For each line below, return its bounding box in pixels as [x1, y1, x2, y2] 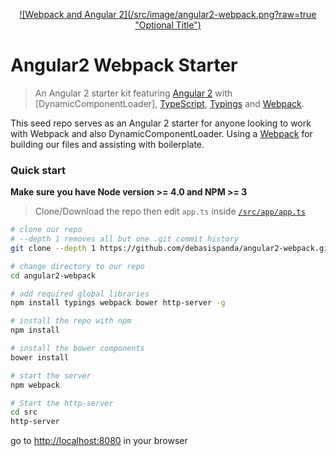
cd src [10, 407, 38, 418]
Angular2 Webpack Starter [10, 54, 238, 77]
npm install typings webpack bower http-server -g [10, 298, 226, 308]
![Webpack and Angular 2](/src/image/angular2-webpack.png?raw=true [19, 9, 317, 20]
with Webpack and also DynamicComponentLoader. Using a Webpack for [10, 127, 313, 139]
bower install [10, 352, 70, 363]
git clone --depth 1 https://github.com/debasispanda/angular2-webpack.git [10, 243, 333, 253]
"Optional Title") [134, 19, 202, 31]
